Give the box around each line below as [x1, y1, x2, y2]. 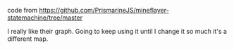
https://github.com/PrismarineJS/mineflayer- [38, 6, 169, 14]
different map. [7, 35, 49, 43]
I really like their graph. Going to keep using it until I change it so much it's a [7, 27, 228, 35]
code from [7, 6, 37, 14]
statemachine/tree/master [7, 13, 83, 22]
